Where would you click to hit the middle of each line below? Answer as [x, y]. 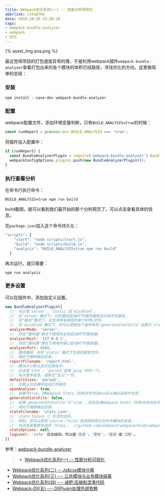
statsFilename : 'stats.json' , [40, 412]
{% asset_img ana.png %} [31, 51]
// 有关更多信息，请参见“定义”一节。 [43, 375]
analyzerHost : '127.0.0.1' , [38, 339]
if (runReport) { [23, 151]
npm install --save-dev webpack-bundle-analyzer [56, 98]
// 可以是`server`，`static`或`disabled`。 [54, 311]
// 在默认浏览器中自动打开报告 [38, 384]
